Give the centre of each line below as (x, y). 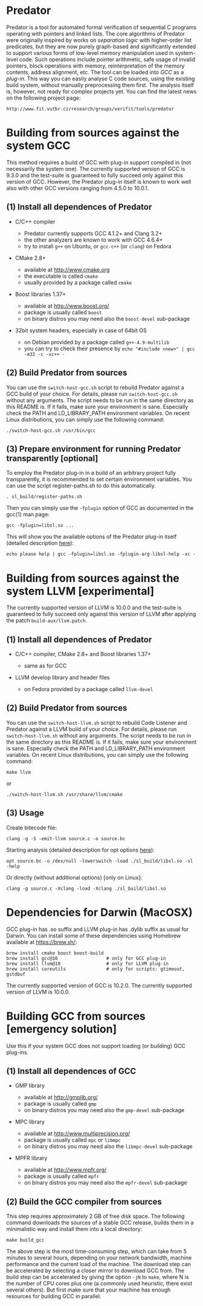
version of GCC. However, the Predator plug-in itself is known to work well (99, 181)
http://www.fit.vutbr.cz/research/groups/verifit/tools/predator (90, 109)
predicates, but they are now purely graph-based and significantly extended (101, 47)
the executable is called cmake (61, 276)
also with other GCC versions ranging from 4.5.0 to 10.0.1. (78, 188)
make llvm (19, 772)
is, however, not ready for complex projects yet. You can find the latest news (101, 91)
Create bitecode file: (32, 828)
